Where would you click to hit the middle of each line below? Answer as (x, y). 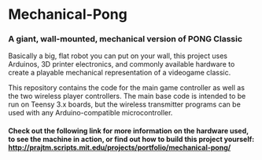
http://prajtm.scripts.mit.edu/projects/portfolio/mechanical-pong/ (120, 147)
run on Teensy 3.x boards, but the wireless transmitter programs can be (125, 104)
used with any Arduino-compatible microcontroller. (90, 113)
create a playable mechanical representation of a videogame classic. (120, 73)
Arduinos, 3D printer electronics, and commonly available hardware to (122, 64)
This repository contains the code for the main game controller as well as (127, 88)
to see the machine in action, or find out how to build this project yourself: (131, 140)
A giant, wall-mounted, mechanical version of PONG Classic (125, 39)
